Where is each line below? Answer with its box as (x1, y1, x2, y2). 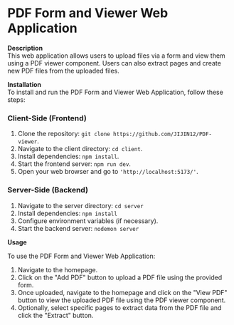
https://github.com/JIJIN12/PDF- (112, 130, 212, 138)
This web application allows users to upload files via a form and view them (7, 51, 225, 60)
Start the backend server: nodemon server (17, 224, 139, 232)
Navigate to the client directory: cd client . (17, 145, 143, 153)
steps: (7, 95, 26, 104)
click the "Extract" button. (17, 311, 94, 319)
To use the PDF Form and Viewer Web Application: (7, 252, 156, 260)
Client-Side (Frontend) (7, 113, 87, 123)
